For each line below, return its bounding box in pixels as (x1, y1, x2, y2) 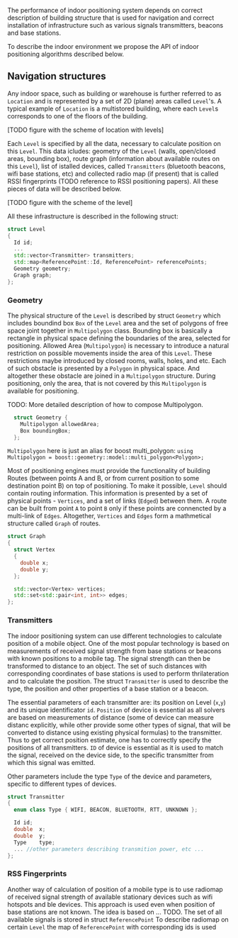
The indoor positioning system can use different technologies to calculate (7, 631, 222, 640)
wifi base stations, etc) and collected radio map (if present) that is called (7, 169, 219, 178)
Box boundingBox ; (20, 427, 72, 435)
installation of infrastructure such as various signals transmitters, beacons (7, 21, 224, 29)
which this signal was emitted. (7, 758, 96, 766)
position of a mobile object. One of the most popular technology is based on (7, 639, 229, 647)
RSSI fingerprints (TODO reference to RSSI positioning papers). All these (7, 177, 219, 185)
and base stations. (7, 28, 62, 37)
